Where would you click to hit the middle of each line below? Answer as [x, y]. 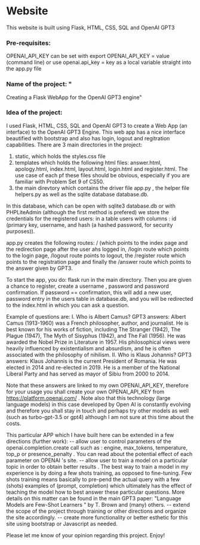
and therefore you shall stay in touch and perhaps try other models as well [98, 411]
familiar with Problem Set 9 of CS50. [59, 181]
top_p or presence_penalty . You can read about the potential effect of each [99, 454]
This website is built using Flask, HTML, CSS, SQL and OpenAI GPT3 [90, 27]
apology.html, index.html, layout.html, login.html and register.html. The [101, 169]
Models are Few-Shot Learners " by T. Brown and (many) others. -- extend [98, 504]
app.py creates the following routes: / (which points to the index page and [97, 242]
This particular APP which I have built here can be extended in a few [90, 435]
